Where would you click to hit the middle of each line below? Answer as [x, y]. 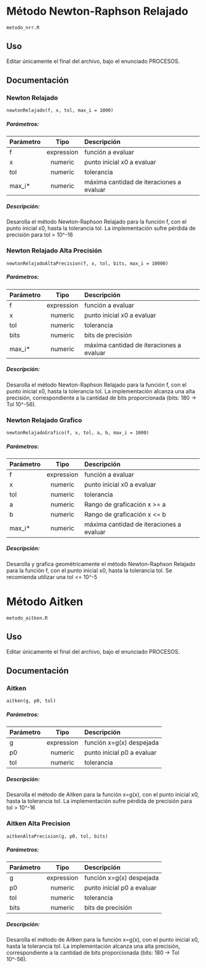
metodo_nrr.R [23, 28]
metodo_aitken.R [27, 618]
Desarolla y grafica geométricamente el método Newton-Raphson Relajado [101, 564]
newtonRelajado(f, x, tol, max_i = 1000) [60, 111]
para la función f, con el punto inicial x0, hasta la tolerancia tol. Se [90, 570]
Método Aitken [45, 602]
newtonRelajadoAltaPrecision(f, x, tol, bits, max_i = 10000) [87, 263]
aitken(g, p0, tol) [31, 701]
